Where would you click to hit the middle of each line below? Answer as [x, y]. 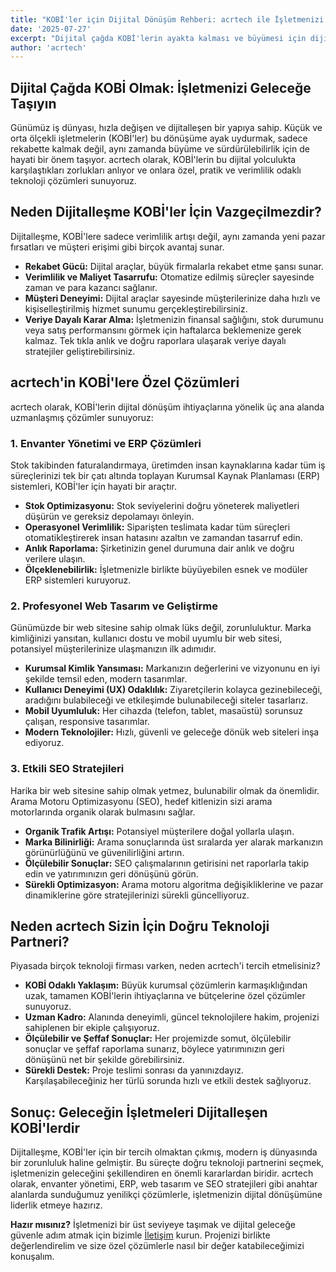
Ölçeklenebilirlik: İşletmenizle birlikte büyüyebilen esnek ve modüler [166, 569]
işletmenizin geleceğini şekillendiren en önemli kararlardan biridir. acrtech [162, 1173]
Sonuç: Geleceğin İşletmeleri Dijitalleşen [139, 1112]
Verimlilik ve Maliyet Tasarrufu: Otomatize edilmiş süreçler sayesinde [169, 277]
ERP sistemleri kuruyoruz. [78, 580]
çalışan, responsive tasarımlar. [87, 722]
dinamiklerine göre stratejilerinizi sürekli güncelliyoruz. [137, 895]
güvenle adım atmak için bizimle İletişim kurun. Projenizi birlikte [140, 1235]
